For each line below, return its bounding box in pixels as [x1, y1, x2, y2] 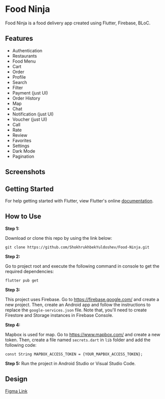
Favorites [12, 137, 32, 143]
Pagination [12, 153, 35, 159]
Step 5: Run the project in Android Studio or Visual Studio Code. [5, 360, 136, 366]
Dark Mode [12, 148, 36, 154]
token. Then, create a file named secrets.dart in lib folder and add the [5, 337, 151, 343]
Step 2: [5, 253, 21, 259]
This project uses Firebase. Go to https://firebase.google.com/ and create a [5, 296, 160, 302]
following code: [5, 342, 37, 348]
